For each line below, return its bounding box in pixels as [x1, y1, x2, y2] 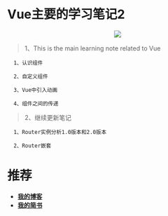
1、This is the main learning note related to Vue [24, 43, 161, 53]
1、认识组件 [13, 59, 43, 67]
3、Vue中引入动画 [13, 86, 58, 93]
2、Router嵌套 [13, 142, 52, 149]
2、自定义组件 [13, 73, 48, 80]
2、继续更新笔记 [24, 113, 72, 121]
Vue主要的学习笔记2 [7, 6, 125, 22]
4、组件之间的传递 [13, 100, 59, 107]
